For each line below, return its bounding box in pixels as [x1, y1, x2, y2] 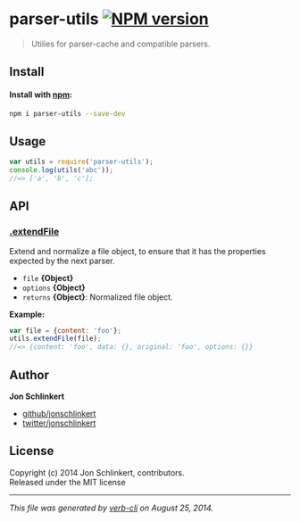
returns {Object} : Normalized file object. [21, 291, 173, 302]
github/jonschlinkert [21, 408, 96, 418]
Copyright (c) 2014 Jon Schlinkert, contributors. [9, 467, 185, 477]
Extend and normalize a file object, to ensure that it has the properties [9, 245, 266, 256]
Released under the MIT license [9, 476, 127, 487]
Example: [9, 309, 46, 319]
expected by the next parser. [9, 255, 115, 266]
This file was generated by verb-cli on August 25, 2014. [9, 502, 214, 513]
